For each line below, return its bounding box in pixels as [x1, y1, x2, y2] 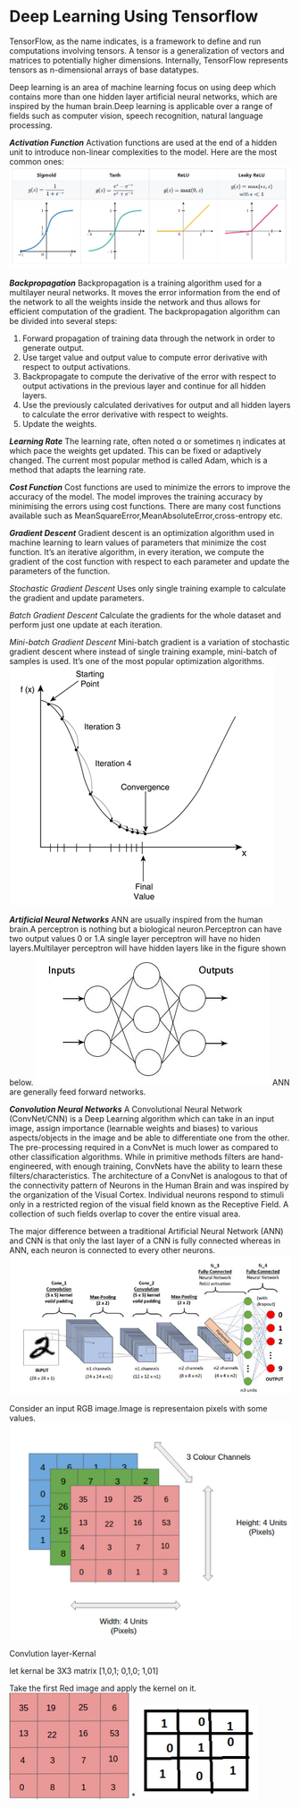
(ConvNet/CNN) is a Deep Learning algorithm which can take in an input [9, 1113, 275, 1124]
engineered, [9, 1161, 54, 1172]
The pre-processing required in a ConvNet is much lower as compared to [9, 1142, 279, 1152]
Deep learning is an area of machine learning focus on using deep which [9, 81, 277, 92]
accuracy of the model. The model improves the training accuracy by [9, 491, 263, 502]
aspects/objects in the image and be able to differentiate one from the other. [9, 1132, 290, 1143]
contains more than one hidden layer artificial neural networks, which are [9, 91, 279, 102]
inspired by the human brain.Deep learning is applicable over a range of [9, 100, 273, 111]
